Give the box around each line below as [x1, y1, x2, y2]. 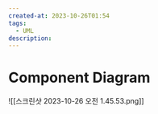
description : [8, 34, 52, 43]
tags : [8, 19, 27, 27]
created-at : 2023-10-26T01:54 [8, 11, 110, 20]
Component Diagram [8, 69, 151, 87]
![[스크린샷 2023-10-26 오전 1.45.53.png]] [8, 96, 144, 106]
